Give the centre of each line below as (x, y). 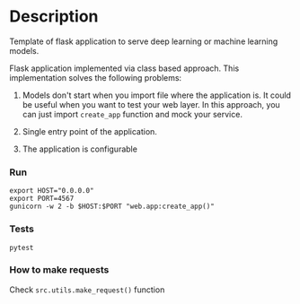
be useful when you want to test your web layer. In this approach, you (151, 104)
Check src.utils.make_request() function (87, 290)
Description (54, 17)
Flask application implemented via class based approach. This (124, 68)
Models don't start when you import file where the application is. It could (157, 95)
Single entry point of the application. (89, 131)
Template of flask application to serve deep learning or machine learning (144, 41)
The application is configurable (79, 149)
